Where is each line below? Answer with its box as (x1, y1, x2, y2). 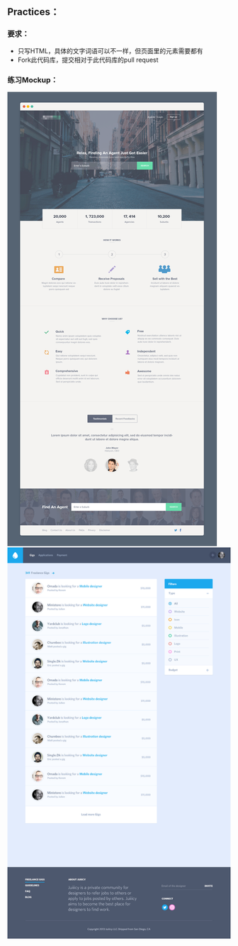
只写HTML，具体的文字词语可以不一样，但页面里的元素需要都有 (17, 46, 203, 55)
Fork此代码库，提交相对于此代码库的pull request (17, 55, 159, 64)
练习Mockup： (7, 75, 58, 84)
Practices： (7, 6, 60, 18)
